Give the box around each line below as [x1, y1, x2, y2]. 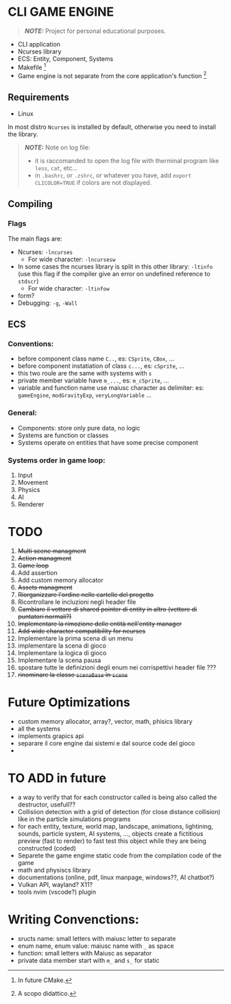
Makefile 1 [17, 62, 47, 71]
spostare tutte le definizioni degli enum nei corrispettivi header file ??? [17, 663, 217, 672]
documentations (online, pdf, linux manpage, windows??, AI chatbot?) [17, 873, 215, 881]
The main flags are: [8, 234, 62, 243]
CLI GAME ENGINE [8, 4, 114, 20]
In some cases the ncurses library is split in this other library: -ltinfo [17, 262, 213, 271]
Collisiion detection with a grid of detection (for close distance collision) [17, 807, 221, 816]
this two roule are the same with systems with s [17, 369, 152, 378]
